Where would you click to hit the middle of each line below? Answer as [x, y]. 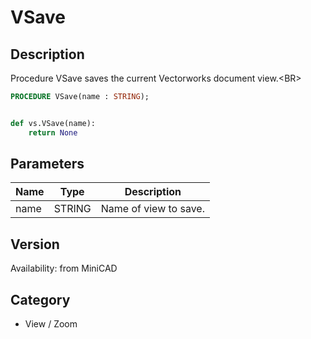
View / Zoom [51, 324]
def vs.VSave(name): [53, 123]
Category [40, 299]
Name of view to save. [152, 209]
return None [53, 132]
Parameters [47, 164]
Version [35, 244]
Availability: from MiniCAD [64, 268]
